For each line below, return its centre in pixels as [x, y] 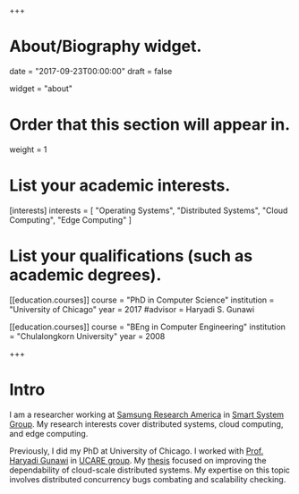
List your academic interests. [120, 186]
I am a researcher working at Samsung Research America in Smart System [147, 414]
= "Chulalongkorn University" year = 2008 [87, 336]
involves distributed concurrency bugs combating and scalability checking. [148, 479]
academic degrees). [85, 275]
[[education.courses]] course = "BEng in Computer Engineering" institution [148, 327]
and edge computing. [49, 433]
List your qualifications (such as [131, 256]
